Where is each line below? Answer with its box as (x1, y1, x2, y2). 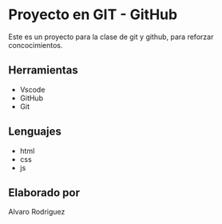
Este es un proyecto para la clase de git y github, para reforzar (8, 32, 214, 41)
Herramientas (8, 64, 78, 77)
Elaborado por (8, 186, 80, 199)
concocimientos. (8, 40, 63, 49)
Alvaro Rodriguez (8, 207, 65, 217)
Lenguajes (8, 125, 61, 139)
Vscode (19, 84, 46, 94)
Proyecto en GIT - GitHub (8, 6, 178, 24)
